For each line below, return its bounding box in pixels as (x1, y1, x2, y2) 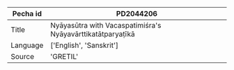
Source (10, 52, 35, 61)
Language (10, 41, 44, 50)
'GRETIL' (49, 52, 79, 61)
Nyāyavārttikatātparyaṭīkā (49, 29, 136, 39)
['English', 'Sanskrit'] (49, 41, 118, 50)
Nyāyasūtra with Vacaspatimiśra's (49, 21, 162, 30)
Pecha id (12, 9, 42, 18)
